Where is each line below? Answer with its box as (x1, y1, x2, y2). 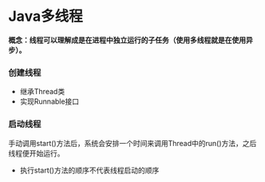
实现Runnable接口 (19, 97, 80, 106)
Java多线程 (8, 7, 83, 26)
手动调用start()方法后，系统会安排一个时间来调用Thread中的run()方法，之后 (8, 138, 257, 148)
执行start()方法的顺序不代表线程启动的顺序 (19, 165, 160, 175)
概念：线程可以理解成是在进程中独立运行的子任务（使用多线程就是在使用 (8, 35, 246, 45)
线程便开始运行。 (8, 148, 65, 158)
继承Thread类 (19, 87, 65, 97)
